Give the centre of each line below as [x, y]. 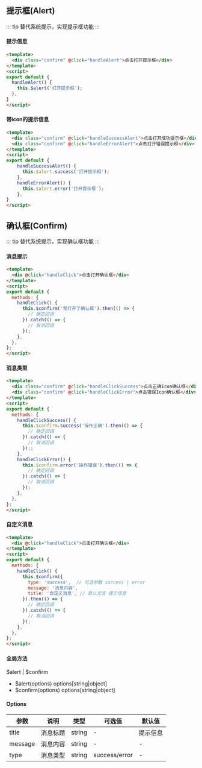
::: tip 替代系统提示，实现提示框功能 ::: [53, 27]
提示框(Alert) [31, 11]
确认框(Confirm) [37, 226]
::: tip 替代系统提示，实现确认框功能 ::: [53, 241]
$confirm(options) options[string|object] [65, 690]
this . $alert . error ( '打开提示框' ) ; [63, 189]
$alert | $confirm [27, 672]
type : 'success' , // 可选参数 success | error [87, 582]
